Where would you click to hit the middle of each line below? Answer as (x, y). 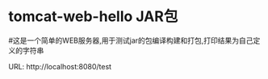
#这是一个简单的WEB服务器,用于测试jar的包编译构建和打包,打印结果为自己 (131, 40)
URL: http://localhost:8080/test (60, 66)
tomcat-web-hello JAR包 (93, 17)
